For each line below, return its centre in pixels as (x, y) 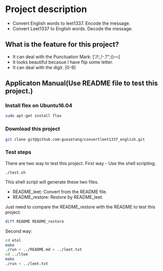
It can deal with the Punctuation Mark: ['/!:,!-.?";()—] (66, 57)
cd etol (13, 240)
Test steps (18, 152)
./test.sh (16, 173)
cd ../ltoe (17, 254)
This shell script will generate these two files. (52, 182)
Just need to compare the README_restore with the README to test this (80, 207)
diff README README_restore (35, 221)
